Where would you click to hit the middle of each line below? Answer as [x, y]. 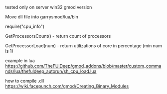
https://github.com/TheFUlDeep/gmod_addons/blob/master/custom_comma [83, 66]
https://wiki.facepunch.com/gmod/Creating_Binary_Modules [67, 86]
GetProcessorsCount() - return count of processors [58, 36]
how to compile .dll [25, 81]
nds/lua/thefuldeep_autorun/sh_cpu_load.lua [51, 71]
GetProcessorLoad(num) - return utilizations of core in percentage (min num [83, 46]
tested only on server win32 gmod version [49, 7]
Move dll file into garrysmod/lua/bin [42, 17]
